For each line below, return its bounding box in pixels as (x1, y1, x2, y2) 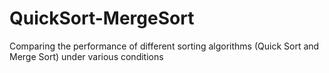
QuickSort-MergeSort (9, 7, 195, 30)
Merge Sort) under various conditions (9, 50, 164, 62)
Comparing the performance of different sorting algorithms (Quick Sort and (9, 40, 320, 52)
